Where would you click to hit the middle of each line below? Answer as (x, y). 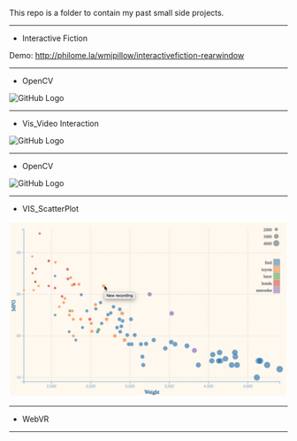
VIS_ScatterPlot (50, 209)
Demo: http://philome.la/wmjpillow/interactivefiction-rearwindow (127, 55)
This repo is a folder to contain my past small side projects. (117, 13)
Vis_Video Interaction (61, 124)
